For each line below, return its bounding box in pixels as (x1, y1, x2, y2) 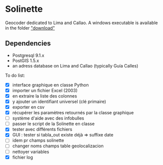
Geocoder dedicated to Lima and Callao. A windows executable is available (5, 20, 158, 26)
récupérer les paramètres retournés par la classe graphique (12, 110, 134, 116)
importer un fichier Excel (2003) (12, 87, 78, 93)
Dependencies (5, 39, 51, 48)
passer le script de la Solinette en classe (12, 121, 95, 127)
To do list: (5, 72, 25, 78)
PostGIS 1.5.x (12, 58, 40, 64)
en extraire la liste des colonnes (12, 93, 78, 99)
